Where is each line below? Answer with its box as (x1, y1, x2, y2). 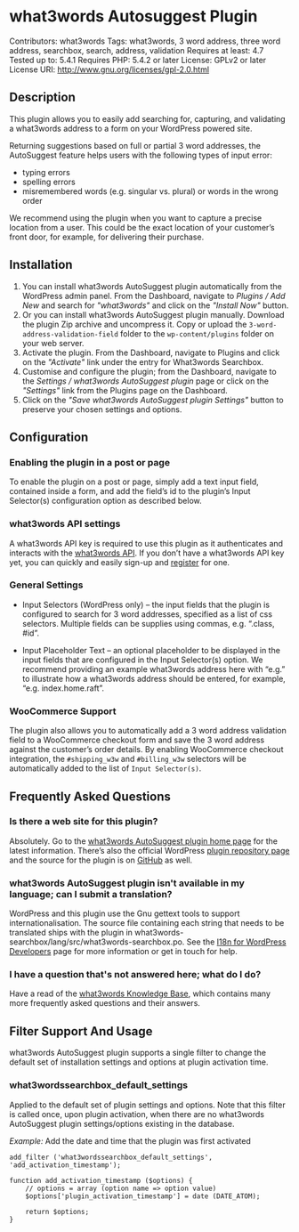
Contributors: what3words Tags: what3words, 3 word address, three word (9, 36, 281, 46)
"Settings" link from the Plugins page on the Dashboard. (21, 385, 229, 395)
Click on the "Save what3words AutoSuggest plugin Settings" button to (21, 394, 284, 405)
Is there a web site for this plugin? (9, 815, 158, 828)
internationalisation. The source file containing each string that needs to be (9, 918, 285, 928)
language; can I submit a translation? (9, 888, 173, 900)
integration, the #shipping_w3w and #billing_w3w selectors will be (9, 754, 246, 765)
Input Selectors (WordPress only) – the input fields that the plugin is (21, 599, 270, 610)
